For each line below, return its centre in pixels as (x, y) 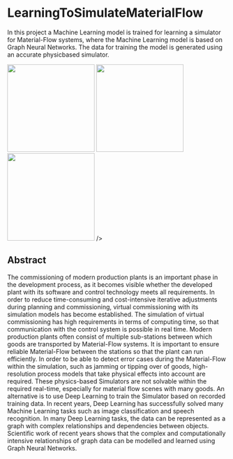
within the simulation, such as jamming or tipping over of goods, (99, 366)
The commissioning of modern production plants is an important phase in (113, 277)
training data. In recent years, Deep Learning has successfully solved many (115, 403)
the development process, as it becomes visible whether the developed (110, 284)
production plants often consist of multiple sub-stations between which (110, 337)
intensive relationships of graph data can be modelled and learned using (111, 440)
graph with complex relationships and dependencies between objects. (108, 425)
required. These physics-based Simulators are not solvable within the (107, 381)
